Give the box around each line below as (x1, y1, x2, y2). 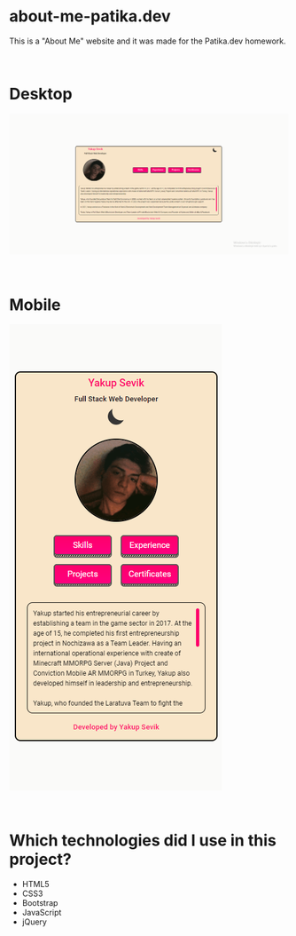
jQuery (21, 916, 47, 927)
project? (9, 850, 73, 869)
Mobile (9, 295, 61, 314)
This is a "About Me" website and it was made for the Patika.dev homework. (9, 36, 286, 46)
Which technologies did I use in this (9, 830, 277, 851)
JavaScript (21, 908, 62, 918)
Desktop (9, 84, 73, 104)
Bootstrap (21, 898, 58, 908)
